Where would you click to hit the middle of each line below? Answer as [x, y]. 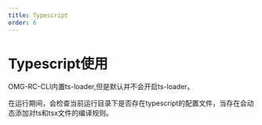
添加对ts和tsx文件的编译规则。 [64, 113]
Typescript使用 [58, 64]
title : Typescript [38, 15]
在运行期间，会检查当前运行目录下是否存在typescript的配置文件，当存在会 [127, 103]
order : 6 [22, 23]
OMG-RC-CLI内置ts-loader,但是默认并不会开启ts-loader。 [101, 87]
